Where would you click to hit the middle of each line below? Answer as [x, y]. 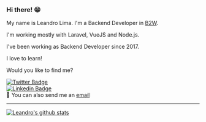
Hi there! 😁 [24, 10]
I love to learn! [25, 59]
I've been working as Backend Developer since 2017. [73, 47]
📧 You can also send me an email [48, 95]
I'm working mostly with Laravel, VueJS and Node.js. [73, 35]
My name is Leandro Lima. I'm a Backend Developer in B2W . [82, 23]
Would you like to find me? [40, 70]
